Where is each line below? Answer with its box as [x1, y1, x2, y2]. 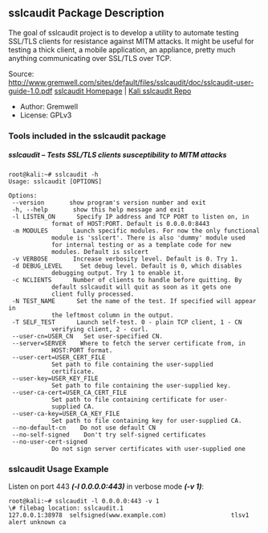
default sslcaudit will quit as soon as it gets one [51, 283, 231, 291]
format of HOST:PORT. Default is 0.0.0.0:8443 [51, 219, 210, 228]
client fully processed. [51, 289, 135, 298]
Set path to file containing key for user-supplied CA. [51, 416, 242, 424]
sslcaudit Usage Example [8, 463, 109, 474]
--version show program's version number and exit [11, 199, 206, 207]
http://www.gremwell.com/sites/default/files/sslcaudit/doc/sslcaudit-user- [8, 77, 254, 87]
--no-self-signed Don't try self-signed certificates [11, 430, 206, 439]
